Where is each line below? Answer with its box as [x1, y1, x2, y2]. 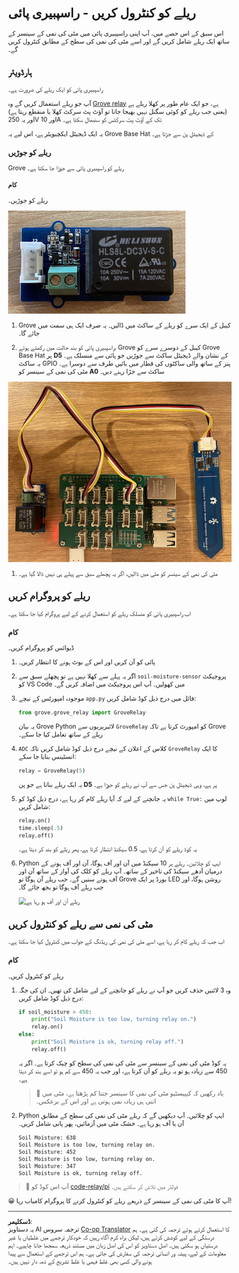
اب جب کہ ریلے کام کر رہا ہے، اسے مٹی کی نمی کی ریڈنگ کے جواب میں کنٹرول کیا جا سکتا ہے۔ [8, 937, 225, 946]
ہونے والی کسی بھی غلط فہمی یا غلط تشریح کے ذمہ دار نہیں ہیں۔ [8, 1257, 152, 1265]
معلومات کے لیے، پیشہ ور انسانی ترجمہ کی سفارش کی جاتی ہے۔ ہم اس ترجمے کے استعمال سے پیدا [8, 1249, 226, 1257]
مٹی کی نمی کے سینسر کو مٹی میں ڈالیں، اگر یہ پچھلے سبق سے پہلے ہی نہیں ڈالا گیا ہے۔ [18, 569, 218, 577]
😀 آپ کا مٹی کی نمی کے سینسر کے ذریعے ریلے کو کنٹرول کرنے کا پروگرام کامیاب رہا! [8, 1196, 232, 1205]
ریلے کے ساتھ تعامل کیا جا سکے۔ [18, 730, 104, 738]
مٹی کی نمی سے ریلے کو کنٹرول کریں [8, 918, 153, 930]
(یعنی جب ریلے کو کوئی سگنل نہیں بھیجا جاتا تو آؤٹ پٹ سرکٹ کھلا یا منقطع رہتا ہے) [8, 107, 228, 115]
